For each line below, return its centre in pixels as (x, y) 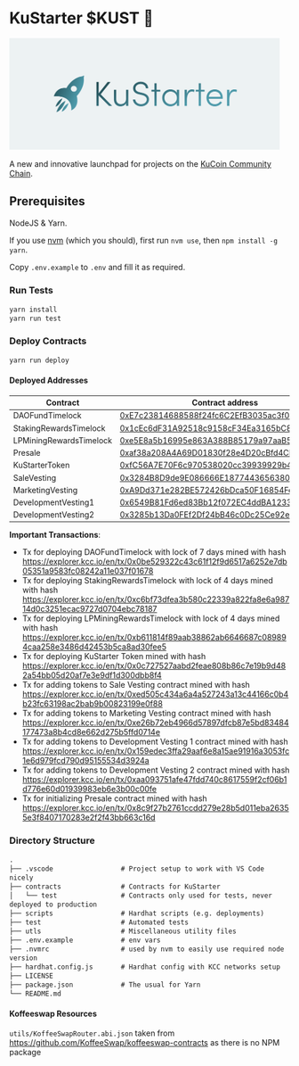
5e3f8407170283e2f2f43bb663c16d (89, 817)
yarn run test (36, 319)
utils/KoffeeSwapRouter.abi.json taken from (92, 1033)
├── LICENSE (31, 976)
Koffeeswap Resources (53, 1013)
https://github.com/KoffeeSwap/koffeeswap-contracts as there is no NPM (145, 1043)
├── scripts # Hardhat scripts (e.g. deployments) (137, 913)
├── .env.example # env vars (85, 940)
